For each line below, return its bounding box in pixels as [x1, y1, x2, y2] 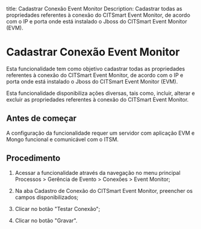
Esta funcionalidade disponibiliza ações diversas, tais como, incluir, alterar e [6, 90, 196, 97]
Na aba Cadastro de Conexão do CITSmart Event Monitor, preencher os [14, 187, 193, 194]
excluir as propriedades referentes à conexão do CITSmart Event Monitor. [6, 96, 189, 103]
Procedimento [6, 153, 61, 163]
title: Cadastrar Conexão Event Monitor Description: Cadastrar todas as [6, 5, 182, 12]
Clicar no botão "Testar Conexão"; [14, 205, 100, 212]
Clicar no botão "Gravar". [14, 216, 78, 224]
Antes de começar [6, 114, 77, 124]
